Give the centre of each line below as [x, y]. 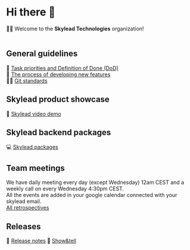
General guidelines [42, 54]
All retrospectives [28, 208]
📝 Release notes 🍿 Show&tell [41, 241]
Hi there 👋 [31, 12]
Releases [24, 226]
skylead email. [24, 201]
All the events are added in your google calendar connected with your [92, 195]
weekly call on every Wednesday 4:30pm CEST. [65, 189]
